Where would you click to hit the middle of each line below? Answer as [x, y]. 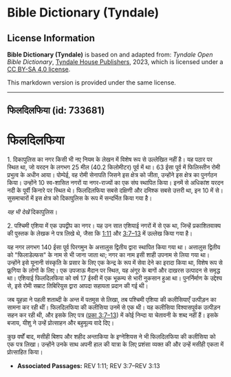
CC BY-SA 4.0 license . [39, 69]
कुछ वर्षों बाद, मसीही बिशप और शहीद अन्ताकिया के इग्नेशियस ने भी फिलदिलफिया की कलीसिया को [111, 337]
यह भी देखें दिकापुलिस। [33, 212]
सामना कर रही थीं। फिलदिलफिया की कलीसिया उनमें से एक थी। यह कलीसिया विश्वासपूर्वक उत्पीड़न [114, 308]
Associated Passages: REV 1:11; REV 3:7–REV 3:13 [88, 366]
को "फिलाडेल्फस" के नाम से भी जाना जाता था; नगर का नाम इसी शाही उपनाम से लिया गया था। [108, 255]
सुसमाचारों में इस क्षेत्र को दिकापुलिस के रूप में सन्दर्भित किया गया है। [80, 198]
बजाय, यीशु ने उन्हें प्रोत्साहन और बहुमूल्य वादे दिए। [61, 323]
